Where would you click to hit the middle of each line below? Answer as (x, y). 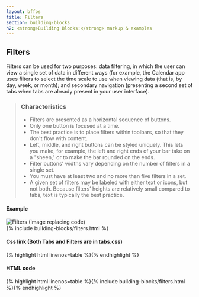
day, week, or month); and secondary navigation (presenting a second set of (99, 85)
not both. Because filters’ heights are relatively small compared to (110, 189)
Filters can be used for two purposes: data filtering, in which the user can (96, 66)
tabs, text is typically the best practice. (77, 195)
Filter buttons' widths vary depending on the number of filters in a (110, 164)
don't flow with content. (58, 138)
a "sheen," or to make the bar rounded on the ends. (92, 157)
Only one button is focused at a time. (74, 126)
